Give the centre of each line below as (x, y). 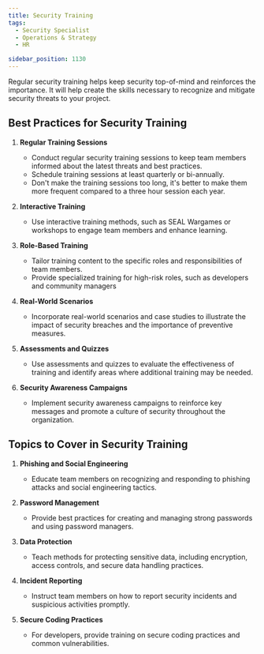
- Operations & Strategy (56, 38)
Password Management (59, 502)
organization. (53, 419)
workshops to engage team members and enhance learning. (129, 230)
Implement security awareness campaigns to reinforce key (126, 403)
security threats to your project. (59, 98)
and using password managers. (82, 526)
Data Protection (46, 541)
